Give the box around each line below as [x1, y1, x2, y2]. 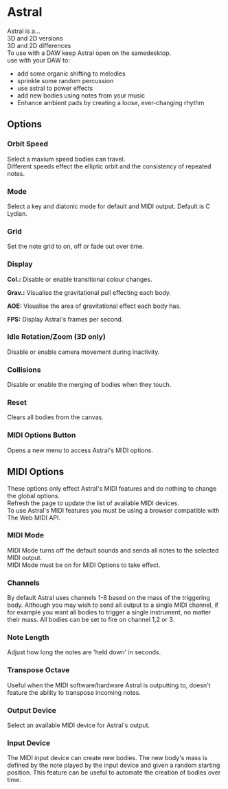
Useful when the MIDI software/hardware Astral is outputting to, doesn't [7, 681, 211, 689]
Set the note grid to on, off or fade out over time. [7, 242, 145, 251]
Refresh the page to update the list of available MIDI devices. [7, 499, 180, 507]
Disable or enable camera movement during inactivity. [7, 348, 160, 356]
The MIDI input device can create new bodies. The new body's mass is [7, 754, 208, 762]
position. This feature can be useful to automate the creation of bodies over [7, 768, 221, 777]
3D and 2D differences [7, 41, 71, 49]
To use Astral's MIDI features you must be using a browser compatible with [7, 506, 220, 514]
